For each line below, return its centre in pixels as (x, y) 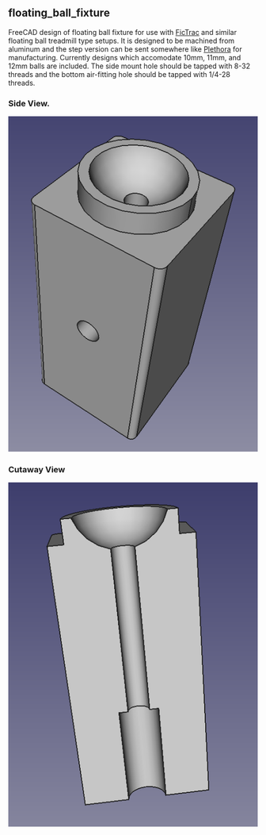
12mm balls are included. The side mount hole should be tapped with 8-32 (129, 66)
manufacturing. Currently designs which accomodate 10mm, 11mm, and (125, 57)
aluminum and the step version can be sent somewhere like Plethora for (125, 49)
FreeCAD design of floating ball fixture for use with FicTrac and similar (123, 32)
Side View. (29, 103)
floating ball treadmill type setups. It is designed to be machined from (122, 40)
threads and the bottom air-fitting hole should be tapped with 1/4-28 (120, 74)
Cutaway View (37, 470)
